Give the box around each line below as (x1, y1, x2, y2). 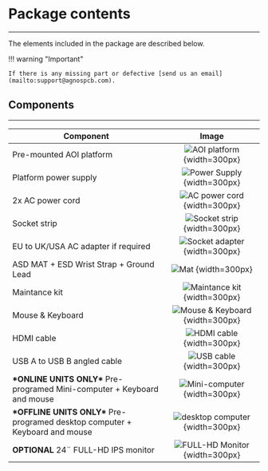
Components (8, 98, 74, 112)
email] (200, 69, 223, 77)
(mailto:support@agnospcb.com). (8, 77, 116, 85)
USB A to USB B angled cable (12, 355, 122, 366)
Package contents (8, 5, 131, 23)
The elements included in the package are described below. (8, 38, 205, 48)
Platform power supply (12, 172, 97, 183)
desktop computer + (55, 416, 132, 427)
